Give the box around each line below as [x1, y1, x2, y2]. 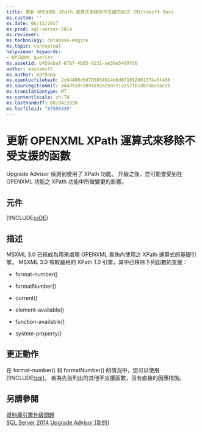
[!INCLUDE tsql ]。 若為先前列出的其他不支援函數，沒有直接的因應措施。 [6, 374, 185, 381]
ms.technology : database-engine [6, 37, 88, 43]
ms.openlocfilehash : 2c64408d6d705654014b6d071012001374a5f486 [6, 77, 171, 83]
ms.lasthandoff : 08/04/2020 [6, 100, 78, 106]
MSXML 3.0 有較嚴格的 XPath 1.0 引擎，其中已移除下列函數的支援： [18, 258, 188, 266]
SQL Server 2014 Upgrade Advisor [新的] [6, 419, 110, 426]
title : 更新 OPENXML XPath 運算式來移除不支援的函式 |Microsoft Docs [6, 9, 174, 15]
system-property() [15, 330, 62, 337]
